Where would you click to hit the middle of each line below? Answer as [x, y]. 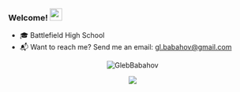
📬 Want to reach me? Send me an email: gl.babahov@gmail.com [126, 47]
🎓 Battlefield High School [62, 35]
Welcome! [28, 17]
